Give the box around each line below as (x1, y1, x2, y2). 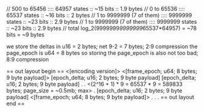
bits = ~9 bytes (6, 31, 45, 38)
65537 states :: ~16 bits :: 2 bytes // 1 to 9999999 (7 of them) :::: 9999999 (6, 12, 192, 19)
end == (6, 100, 25, 107)
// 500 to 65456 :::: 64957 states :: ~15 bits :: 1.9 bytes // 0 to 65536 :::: (6, 5, 185, 12)
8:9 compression (6, 56, 49, 63)
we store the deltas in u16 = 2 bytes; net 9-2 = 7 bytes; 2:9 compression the (6, 43, 198, 50)
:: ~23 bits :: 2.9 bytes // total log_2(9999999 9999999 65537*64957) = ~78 (6, 24, 197, 32)
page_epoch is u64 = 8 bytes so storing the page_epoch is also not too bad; (6, 49, 198, 57)
